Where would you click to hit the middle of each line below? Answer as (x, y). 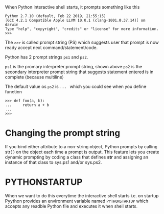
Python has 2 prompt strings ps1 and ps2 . (47, 57)
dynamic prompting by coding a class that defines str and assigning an (77, 157)
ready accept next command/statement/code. (51, 48)
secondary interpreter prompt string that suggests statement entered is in (79, 72)
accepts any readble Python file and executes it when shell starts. (71, 206)
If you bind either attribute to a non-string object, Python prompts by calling (81, 146)
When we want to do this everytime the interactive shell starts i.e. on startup (82, 195)
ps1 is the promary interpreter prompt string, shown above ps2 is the (74, 67)
